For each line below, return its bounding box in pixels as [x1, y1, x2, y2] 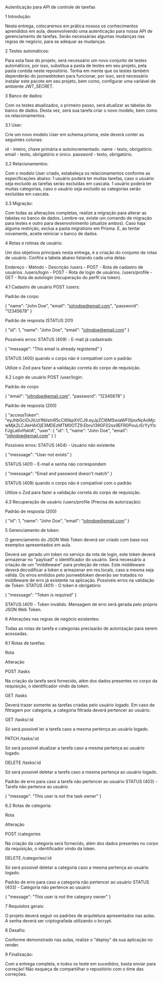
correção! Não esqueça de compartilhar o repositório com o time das [5, 966, 144, 972]
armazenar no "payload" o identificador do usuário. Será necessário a [5, 557, 145, 562]
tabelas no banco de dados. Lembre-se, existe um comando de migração [5, 215, 152, 221]
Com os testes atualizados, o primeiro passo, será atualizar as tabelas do [5, 102, 152, 108]
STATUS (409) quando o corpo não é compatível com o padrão [5, 480, 132, 486]
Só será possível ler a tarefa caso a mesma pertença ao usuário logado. [5, 726, 149, 732]
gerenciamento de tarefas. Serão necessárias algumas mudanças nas [5, 34, 145, 39]
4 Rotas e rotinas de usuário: [5, 240, 63, 246]
